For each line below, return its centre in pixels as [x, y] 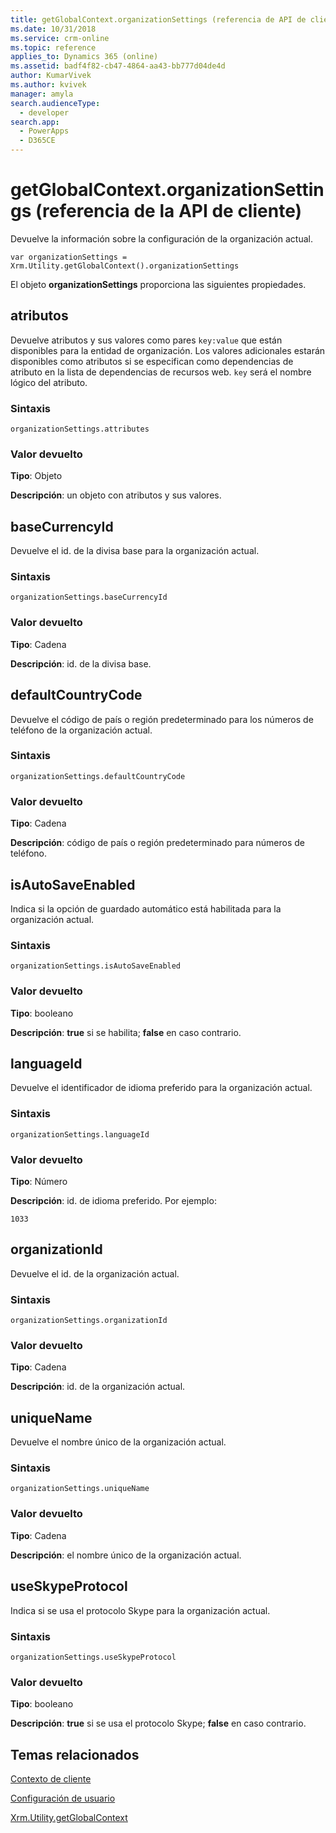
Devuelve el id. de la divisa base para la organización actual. [135, 551]
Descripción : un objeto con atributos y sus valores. [116, 495]
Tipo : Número [39, 1181]
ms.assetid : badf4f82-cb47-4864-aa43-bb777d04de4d [118, 66]
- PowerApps [44, 131]
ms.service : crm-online [60, 38]
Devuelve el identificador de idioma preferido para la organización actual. [161, 1088]
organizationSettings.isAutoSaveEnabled [96, 966]
